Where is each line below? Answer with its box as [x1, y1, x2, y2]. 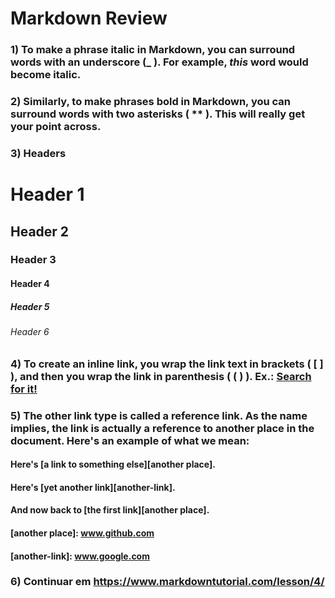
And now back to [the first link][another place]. [10, 504, 210, 516]
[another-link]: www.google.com [10, 550, 150, 562]
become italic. [10, 68, 82, 82]
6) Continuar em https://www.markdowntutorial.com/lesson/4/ [10, 575, 325, 589]
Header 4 [10, 278, 50, 290]
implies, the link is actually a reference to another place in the [10, 421, 315, 435]
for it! [10, 382, 38, 396]
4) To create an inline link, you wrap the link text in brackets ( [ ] [10, 357, 324, 371]
